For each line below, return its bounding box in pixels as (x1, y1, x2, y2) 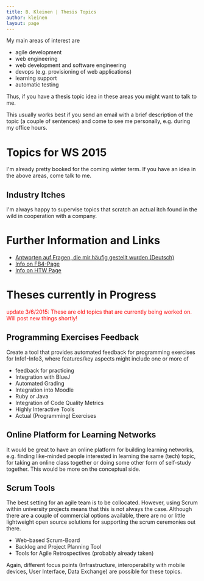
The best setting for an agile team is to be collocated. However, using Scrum (6, 499, 198, 506)
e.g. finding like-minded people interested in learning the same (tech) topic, (6, 452, 196, 460)
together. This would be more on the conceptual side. (6, 465, 141, 473)
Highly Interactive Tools (15, 406, 75, 413)
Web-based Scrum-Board (15, 537, 80, 544)
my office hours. (6, 124, 47, 132)
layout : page (6, 20, 40, 26)
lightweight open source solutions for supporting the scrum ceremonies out (6, 518, 196, 526)
